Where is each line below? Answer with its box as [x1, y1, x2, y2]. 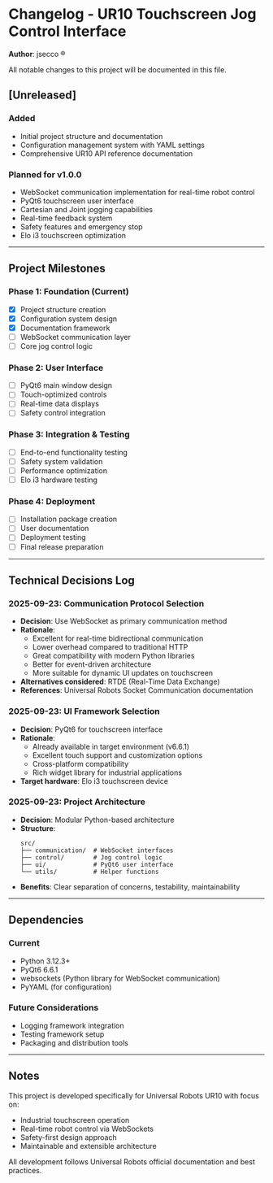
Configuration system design [19, 314, 118, 324]
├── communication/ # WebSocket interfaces [19, 846, 174, 855]
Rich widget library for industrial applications [32, 768, 183, 777]
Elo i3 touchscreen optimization [19, 230, 127, 240]
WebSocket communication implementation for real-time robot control [19, 187, 255, 197]
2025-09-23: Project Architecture [8, 796, 146, 807]
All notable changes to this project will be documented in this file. [8, 64, 227, 74]
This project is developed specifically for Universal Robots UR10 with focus [8, 1090, 260, 1100]
